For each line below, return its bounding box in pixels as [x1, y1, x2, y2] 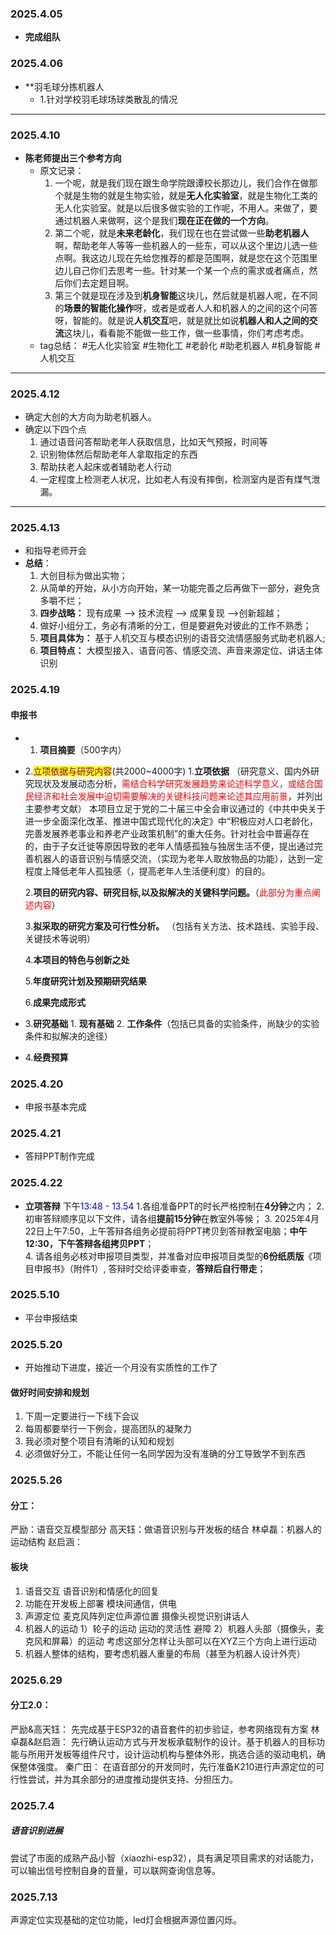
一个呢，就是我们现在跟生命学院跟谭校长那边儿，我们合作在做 [54, 177, 310, 189]
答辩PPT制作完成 [24, 1150, 95, 1162]
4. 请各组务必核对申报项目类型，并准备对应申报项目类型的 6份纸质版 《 [24, 1250, 313, 1262]
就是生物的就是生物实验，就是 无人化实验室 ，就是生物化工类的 [63, 189, 318, 201]
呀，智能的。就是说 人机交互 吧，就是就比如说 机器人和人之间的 [54, 314, 310, 326]
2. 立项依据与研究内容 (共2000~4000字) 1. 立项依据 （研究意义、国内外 [24, 765, 312, 777]
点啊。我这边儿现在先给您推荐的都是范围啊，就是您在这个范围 [54, 252, 310, 264]
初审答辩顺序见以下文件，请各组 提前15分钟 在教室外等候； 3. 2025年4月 [24, 1212, 320, 1224]
